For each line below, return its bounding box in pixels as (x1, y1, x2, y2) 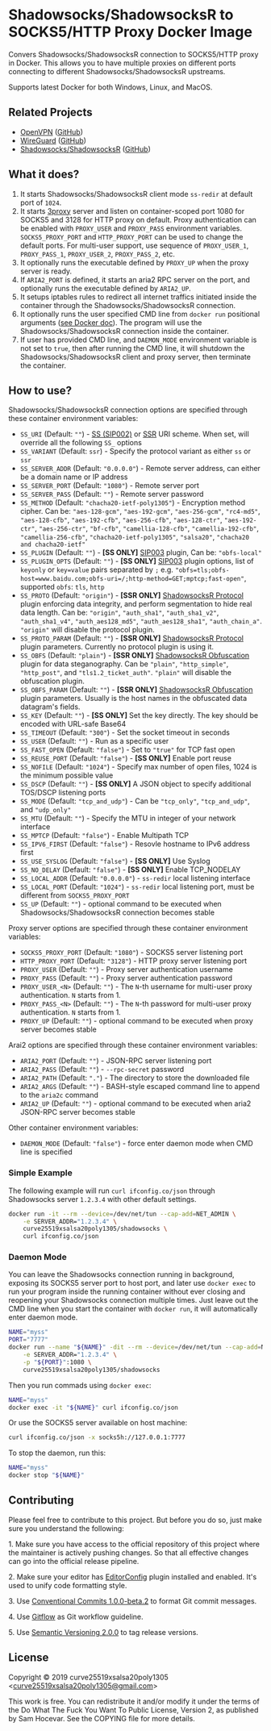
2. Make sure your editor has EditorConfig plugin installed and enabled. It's (8, 1571, 257, 1582)
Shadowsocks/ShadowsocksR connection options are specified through (8, 405, 248, 415)
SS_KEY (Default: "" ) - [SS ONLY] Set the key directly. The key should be (19, 711, 259, 720)
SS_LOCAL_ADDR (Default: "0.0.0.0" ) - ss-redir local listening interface (19, 874, 251, 883)
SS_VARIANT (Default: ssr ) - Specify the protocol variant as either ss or (19, 446, 252, 457)
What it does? (8, 168, 80, 181)
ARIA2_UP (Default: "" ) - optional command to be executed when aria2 (19, 1099, 252, 1108)
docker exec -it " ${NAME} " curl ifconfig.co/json (8, 1404, 179, 1412)
